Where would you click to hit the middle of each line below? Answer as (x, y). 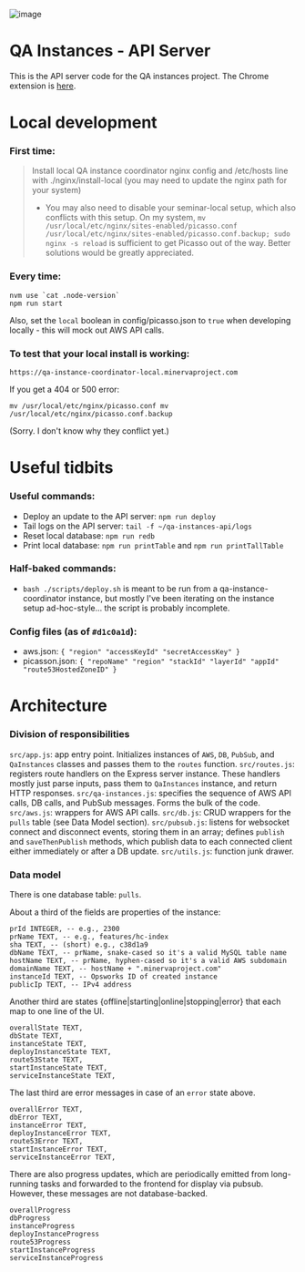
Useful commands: (52, 497)
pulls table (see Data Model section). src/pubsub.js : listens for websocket (149, 822)
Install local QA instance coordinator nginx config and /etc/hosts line (160, 171)
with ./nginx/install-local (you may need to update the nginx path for (159, 180)
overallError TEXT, (46, 1109)
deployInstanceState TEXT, (61, 1051)
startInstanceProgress (52, 1250)
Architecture (58, 706)
